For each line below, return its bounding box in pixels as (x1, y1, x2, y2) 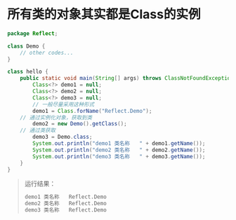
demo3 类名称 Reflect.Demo (24, 207, 107, 214)
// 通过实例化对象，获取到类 (20, 114, 93, 121)
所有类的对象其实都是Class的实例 (7, 6, 201, 22)
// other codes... (20, 49, 74, 56)
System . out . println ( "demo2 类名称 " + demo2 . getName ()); (32, 146, 206, 153)
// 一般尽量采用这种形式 (32, 101, 95, 108)
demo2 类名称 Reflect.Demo (24, 200, 107, 207)
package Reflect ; (7, 29, 58, 37)
